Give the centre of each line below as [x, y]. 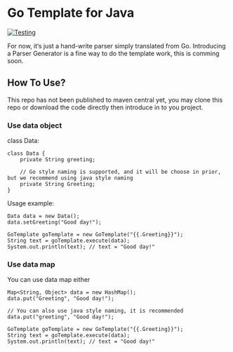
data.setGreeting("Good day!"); [54, 222]
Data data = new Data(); [44, 216]
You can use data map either [49, 280]
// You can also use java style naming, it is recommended [95, 311]
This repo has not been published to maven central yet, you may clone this [115, 100]
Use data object [35, 126]
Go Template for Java [71, 13]
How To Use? [36, 83]
